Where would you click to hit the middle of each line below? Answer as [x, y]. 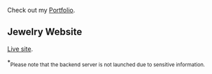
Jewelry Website [45, 32]
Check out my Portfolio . [41, 10]
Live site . [20, 49]
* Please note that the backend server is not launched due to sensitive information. [106, 63]
